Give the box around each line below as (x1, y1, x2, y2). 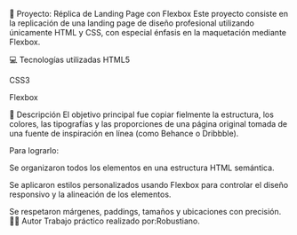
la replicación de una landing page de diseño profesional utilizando (9, 18, 255, 28)
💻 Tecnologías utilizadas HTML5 (9, 54, 131, 65)
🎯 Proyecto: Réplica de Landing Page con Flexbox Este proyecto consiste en (9, 9, 289, 19)
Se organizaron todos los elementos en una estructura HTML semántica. (9, 162, 275, 173)
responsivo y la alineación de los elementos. (9, 189, 172, 200)
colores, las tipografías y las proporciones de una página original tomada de (9, 119, 288, 129)
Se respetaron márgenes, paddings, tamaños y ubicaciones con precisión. (9, 207, 282, 216)
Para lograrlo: (9, 145, 60, 155)
